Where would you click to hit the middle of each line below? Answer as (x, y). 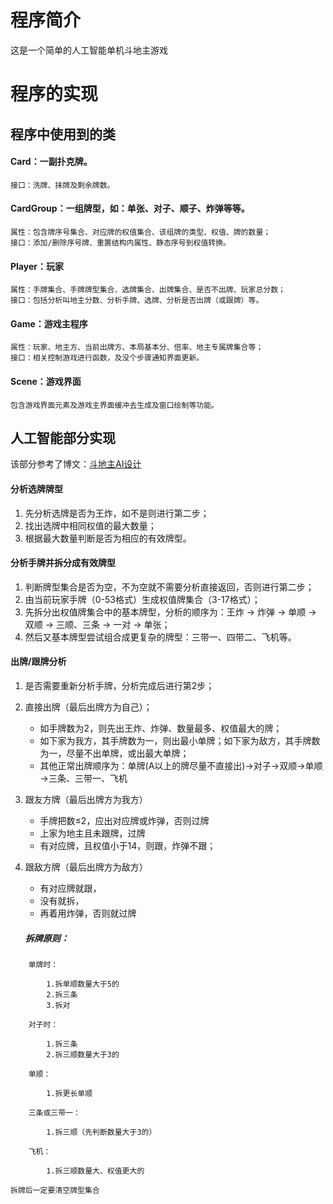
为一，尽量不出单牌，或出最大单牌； (114, 753)
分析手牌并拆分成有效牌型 (63, 563)
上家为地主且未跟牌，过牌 (92, 833)
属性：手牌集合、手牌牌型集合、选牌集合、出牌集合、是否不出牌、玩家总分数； (148, 290)
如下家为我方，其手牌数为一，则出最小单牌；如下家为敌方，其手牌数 (180, 740)
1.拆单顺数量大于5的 (83, 984)
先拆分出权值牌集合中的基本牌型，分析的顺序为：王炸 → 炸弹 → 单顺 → (170, 612)
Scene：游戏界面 (46, 381)
